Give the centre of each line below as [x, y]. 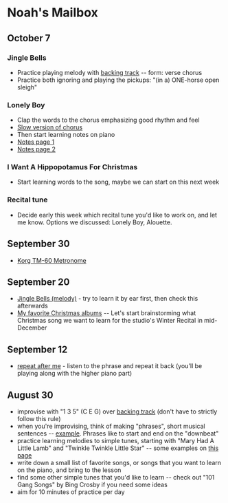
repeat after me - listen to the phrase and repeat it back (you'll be [110, 366]
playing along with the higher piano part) [75, 374]
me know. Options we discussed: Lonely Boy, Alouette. [94, 222]
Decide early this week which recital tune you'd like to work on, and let [117, 215]
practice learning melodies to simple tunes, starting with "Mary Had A [115, 441]
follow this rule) [39, 419]
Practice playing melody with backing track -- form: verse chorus [110, 72]
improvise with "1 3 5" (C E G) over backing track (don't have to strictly [117, 411]
